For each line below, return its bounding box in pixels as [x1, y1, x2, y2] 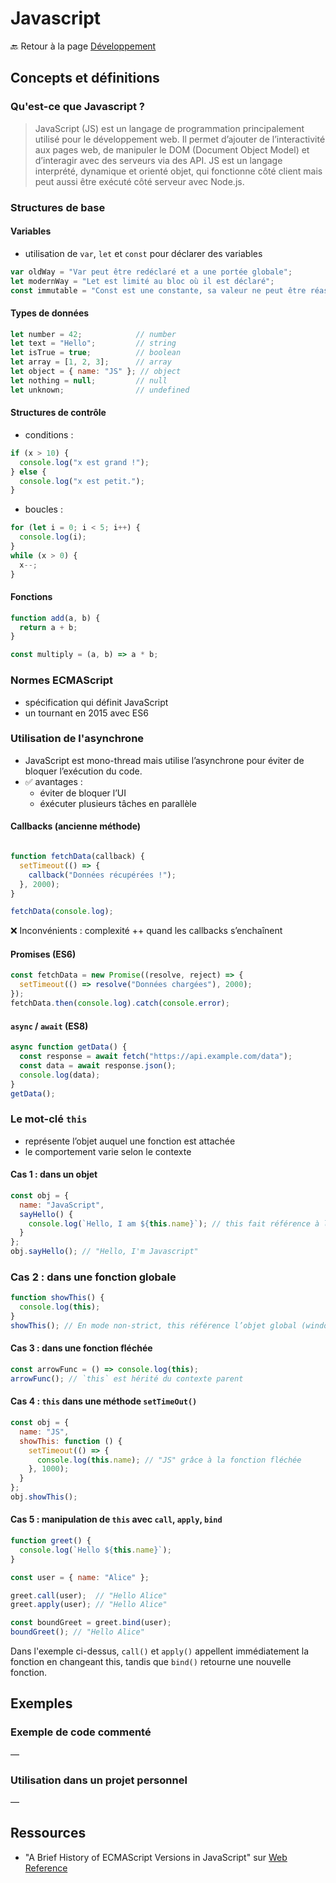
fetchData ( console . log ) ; [10, 907, 114, 917]
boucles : [24, 503, 63, 516]
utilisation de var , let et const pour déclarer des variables [24, 247, 263, 259]
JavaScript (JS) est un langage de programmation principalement [34, 122, 305, 134]
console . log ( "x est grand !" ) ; [19, 457, 150, 467]
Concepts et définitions [10, 70, 160, 87]
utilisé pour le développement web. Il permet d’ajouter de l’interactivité [34, 133, 326, 145]
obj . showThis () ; [10, 1492, 78, 1502]
